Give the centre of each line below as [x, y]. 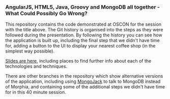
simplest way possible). [30, 51]
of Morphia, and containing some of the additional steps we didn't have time [85, 87]
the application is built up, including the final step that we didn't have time [82, 40]
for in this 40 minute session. [36, 92]
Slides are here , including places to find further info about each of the [78, 61]
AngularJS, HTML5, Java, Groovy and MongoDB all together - [83, 7]
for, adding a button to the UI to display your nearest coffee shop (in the [80, 46]
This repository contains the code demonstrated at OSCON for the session [83, 24]
